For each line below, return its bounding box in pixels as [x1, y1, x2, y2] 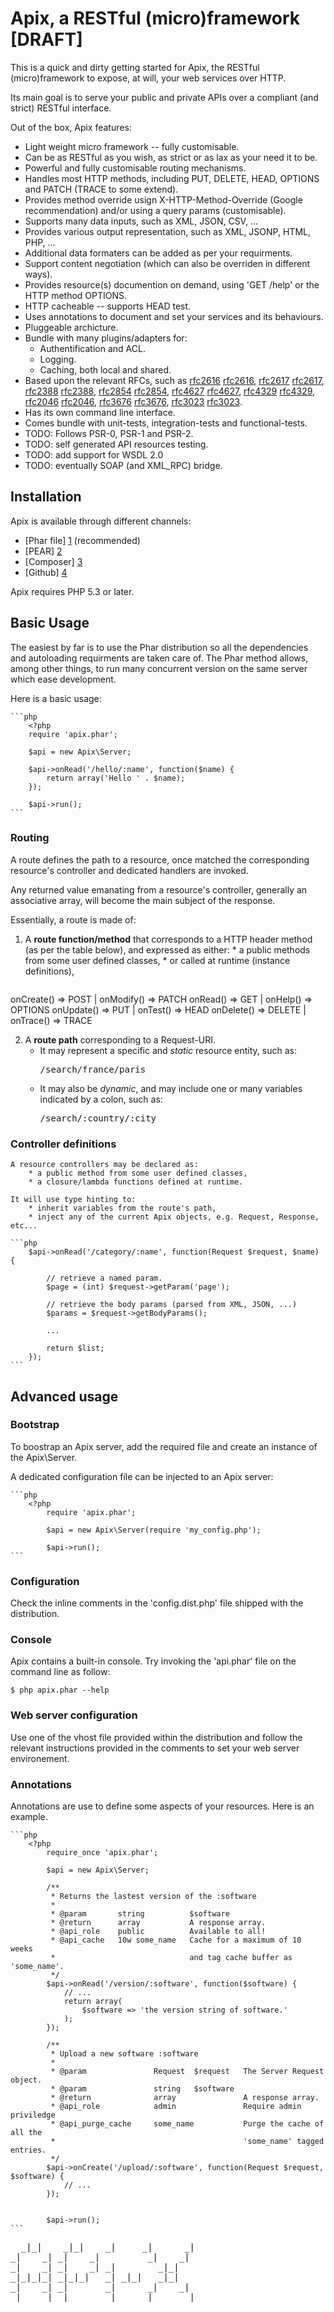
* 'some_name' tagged [50, 2137, 325, 2147]
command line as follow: [10, 1666, 111, 1678]
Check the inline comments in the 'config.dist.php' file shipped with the [10, 1597, 304, 1609]
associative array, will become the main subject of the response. [10, 894, 276, 906]
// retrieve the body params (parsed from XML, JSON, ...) [46, 1300, 298, 1310]
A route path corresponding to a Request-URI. [24, 1033, 217, 1046]
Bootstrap [10, 1418, 60, 1432]
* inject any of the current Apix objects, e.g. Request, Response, [28, 1212, 320, 1222]
